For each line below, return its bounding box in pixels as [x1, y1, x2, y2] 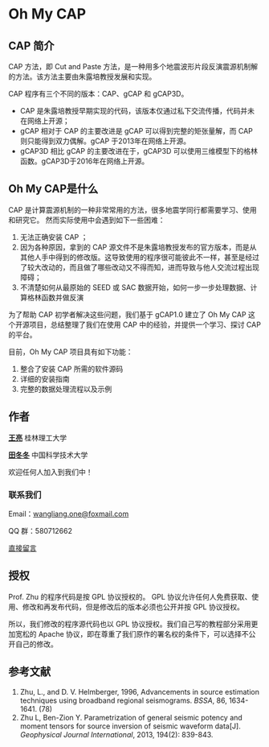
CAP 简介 [8, 39, 55, 52]
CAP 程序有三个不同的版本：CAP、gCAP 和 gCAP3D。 [8, 89, 189, 98]
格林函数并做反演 [26, 292, 84, 302]
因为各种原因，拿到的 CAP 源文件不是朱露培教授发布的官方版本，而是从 [19, 242, 257, 252]
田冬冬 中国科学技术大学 [8, 450, 88, 460]
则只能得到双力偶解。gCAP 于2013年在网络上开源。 [19, 136, 191, 146]
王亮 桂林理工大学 [8, 432, 67, 443]
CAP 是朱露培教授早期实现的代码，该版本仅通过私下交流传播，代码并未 [19, 106, 255, 115]
